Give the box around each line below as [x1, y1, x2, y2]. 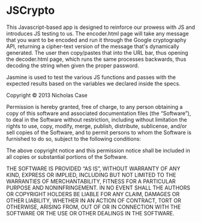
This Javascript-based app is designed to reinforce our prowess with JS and [6, 23, 196, 31]
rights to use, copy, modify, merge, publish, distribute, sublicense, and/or [6, 122, 187, 129]
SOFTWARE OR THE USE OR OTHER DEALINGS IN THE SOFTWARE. [6, 209, 175, 217]
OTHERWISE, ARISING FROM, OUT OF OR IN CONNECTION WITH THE [6, 203, 181, 211]
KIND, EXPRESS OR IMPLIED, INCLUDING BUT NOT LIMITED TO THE [6, 171, 176, 178]
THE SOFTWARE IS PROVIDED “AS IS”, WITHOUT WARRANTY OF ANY [6, 165, 181, 172]
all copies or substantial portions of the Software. [6, 153, 128, 160]
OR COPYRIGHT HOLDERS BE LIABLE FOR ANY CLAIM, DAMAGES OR [6, 190, 180, 197]
